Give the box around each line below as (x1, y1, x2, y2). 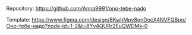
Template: (6, 16, 31, 23)
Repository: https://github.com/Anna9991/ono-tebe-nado (6, 5, 147, 12)
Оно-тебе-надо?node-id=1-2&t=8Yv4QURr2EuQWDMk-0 (6, 23, 148, 29)
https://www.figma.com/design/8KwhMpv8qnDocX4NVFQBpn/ (32, 16, 186, 23)
